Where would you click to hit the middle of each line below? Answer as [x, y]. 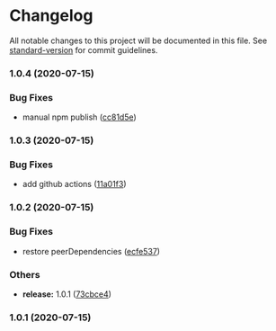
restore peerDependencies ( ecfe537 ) [91, 251]
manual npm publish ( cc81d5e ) [79, 117]
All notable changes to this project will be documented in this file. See [138, 40]
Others [25, 274]
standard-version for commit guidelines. [84, 49]
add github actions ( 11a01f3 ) [75, 184]
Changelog [51, 16]
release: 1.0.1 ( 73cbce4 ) [67, 294]
